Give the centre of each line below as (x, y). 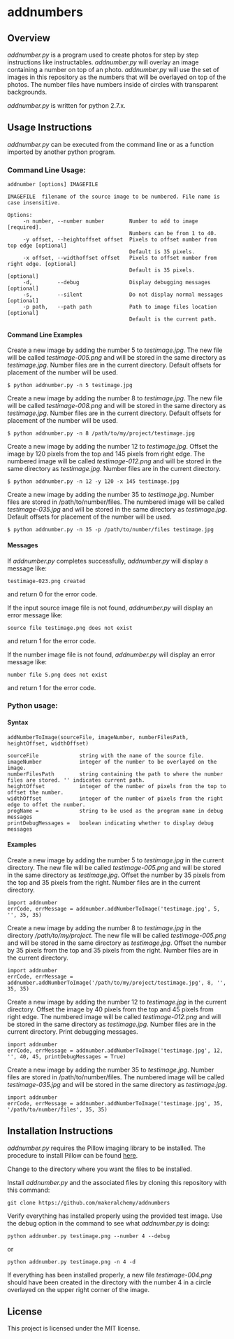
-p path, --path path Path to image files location (120, 307)
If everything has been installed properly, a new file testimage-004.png (110, 1275)
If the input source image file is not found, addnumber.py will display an (110, 608)
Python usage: (32, 706)
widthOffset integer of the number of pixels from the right (115, 799)
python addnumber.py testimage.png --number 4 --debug (89, 1236)
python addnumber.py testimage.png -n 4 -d (72, 1262)
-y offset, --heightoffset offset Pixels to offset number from (120, 240)
